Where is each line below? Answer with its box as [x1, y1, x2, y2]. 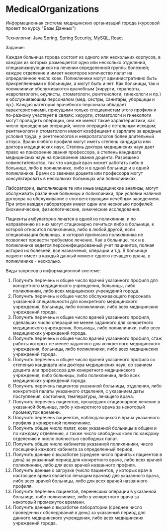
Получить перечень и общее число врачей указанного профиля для [12, 277, 158, 283]
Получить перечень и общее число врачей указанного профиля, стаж [12, 335, 162, 341]
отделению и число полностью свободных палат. [12, 436, 118, 442]
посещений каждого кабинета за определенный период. [12, 446, 134, 452]
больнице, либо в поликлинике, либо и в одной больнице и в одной [5, 165, 150, 171]
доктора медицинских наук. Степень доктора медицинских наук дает [5, 144, 155, 150]
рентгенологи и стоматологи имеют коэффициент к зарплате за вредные [5, 128, 162, 134]
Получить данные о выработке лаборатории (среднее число [12, 504, 142, 510]
